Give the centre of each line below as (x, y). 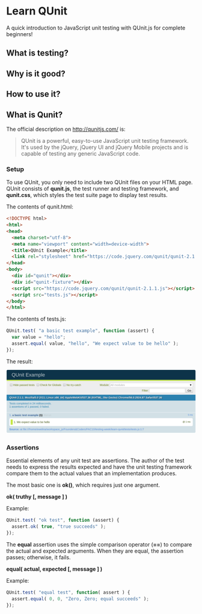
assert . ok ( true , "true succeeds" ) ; (59, 527)
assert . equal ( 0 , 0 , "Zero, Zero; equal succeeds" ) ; (80, 599)
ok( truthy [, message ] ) (37, 497)
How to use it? (33, 94)
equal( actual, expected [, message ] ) (54, 569)
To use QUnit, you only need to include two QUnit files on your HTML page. (99, 183)
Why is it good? (36, 74)
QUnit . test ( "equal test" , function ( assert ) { (68, 593)
